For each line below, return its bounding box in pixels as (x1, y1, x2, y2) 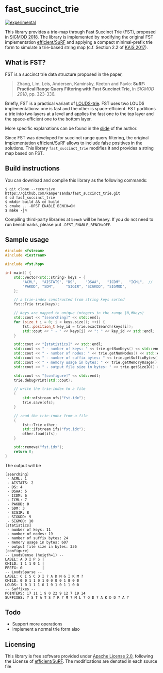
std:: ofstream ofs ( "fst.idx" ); (22, 396, 86, 401)
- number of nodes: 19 (7, 531, 53, 536)
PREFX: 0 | (5, 565, 45, 570)
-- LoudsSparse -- (5, 570, 42, 574)
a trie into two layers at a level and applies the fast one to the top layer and (5, 111, 154, 117)
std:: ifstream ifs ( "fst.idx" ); (22, 427, 86, 432)
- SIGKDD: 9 (7, 514, 32, 519)
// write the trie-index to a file (14, 387, 86, 391)
